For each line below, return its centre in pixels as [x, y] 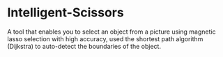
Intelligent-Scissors [66, 13]
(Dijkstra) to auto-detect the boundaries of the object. [84, 46]
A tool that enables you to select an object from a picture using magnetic [111, 32]
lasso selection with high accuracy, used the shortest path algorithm [105, 38]
